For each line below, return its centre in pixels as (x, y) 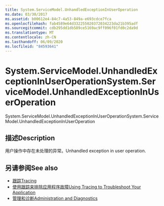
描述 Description (30, 138)
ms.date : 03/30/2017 (26, 14)
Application (24, 193)
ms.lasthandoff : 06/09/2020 (34, 42)
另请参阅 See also (32, 168)
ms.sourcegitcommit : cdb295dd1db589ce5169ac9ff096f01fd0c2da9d (72, 28)
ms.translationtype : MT (30, 33)
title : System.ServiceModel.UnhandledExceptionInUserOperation (72, 10)
